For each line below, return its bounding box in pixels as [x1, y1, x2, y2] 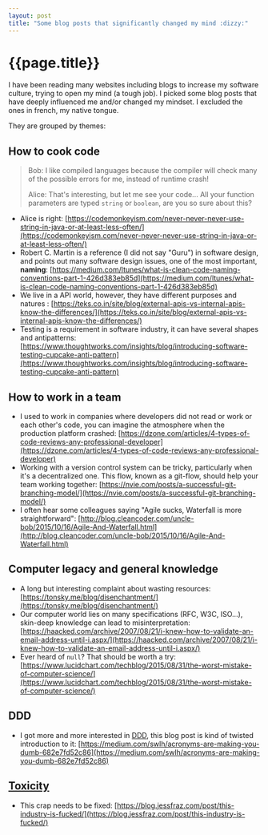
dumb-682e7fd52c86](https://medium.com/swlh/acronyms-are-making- [19, 747, 260, 757]
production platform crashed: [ [19, 429, 122, 438]
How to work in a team [8, 390, 122, 404]
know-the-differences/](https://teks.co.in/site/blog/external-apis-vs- [19, 308, 248, 317]
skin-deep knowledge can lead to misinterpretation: [19, 618, 190, 627]
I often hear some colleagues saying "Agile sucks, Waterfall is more [19, 506, 242, 515]
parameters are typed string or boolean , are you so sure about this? [27, 198, 252, 208]
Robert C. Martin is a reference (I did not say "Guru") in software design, [19, 248, 258, 257]
